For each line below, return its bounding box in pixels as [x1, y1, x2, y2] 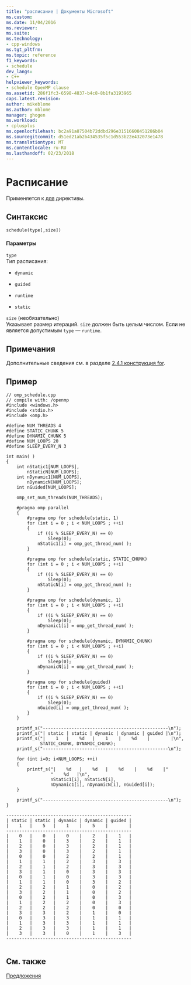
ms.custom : [6, 14, 33, 20]
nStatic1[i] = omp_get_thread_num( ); [37, 540, 132, 547]
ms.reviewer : [6, 25, 38, 31]
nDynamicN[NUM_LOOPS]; [27, 479, 82, 485]
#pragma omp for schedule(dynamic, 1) [27, 597, 121, 603]
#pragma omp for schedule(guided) [27, 679, 111, 685]
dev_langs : [6, 69, 33, 74]
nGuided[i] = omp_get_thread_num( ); [37, 704, 130, 711]
